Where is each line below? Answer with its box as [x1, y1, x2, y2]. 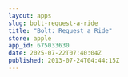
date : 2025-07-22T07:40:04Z [8, 49, 102, 57]
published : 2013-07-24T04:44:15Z [8, 57, 120, 65]
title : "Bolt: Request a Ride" [8, 26, 113, 34]
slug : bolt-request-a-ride [8, 19, 98, 27]
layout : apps [8, 11, 52, 20]
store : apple [8, 34, 52, 43]
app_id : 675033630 [8, 42, 70, 50]
